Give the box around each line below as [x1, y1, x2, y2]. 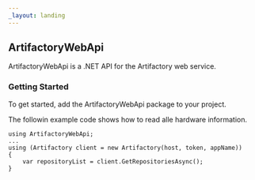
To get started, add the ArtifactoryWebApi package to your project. [8, 99, 227, 109]
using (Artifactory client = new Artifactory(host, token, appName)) [8, 144, 243, 152]
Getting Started [8, 81, 69, 92]
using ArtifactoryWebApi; [8, 129, 93, 138]
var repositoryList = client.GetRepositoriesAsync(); [22, 157, 204, 166]
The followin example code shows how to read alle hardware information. [8, 114, 248, 124]
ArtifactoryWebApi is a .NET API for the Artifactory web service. [8, 62, 216, 71]
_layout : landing [8, 11, 66, 20]
